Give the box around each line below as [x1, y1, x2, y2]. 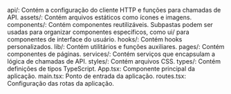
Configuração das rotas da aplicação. [7, 79, 114, 87]
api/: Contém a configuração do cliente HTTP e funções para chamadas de [7, 6, 221, 14]
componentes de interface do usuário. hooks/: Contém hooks [7, 35, 183, 44]
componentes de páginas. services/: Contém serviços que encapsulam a [7, 50, 216, 58]
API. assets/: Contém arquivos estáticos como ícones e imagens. [7, 13, 192, 21]
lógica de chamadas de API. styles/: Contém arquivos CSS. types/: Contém [7, 57, 221, 65]
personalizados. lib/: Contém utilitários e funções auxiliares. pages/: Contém [7, 43, 225, 50]
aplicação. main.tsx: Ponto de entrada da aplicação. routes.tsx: [7, 72, 187, 80]
